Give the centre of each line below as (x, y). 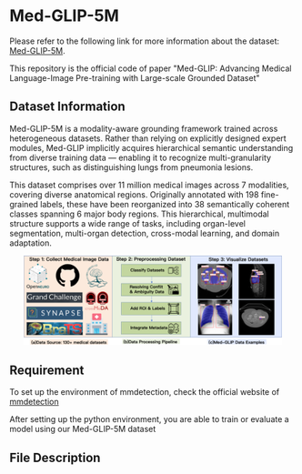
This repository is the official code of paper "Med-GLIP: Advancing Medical (151, 68)
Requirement (47, 370)
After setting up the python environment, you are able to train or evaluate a (149, 419)
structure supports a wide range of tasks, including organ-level (127, 223)
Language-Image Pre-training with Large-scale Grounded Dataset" (135, 77)
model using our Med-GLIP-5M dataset (83, 429)
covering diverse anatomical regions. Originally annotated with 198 (134, 194)
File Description (55, 457)
